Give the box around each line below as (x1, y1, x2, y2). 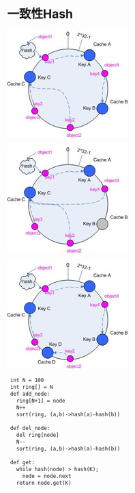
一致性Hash (7, 6, 74, 22)
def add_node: (10, 390, 50, 397)
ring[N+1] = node (16, 397, 66, 404)
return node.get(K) (16, 479, 72, 486)
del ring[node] (16, 431, 59, 438)
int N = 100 (10, 377, 44, 383)
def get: (10, 459, 35, 466)
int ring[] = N (10, 383, 53, 390)
